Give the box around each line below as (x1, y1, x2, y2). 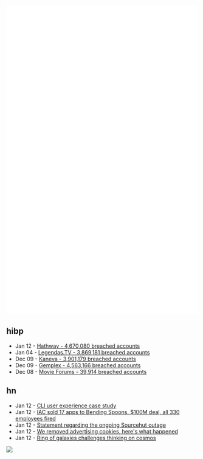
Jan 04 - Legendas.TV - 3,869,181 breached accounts (15, 348, 150, 356)
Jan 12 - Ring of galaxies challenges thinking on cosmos (15, 434, 156, 441)
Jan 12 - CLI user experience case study (15, 402, 117, 409)
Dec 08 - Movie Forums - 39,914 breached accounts (15, 368, 147, 375)
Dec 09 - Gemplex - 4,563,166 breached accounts (15, 361, 141, 369)
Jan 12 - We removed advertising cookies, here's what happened (15, 427, 178, 435)
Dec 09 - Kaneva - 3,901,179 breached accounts (15, 355, 136, 362)
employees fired (15, 415, 56, 422)
